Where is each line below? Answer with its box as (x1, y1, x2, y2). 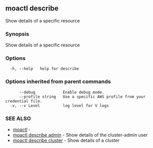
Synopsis (5, 30, 29, 37)
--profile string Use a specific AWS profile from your (18, 94, 146, 99)
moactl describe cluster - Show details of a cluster (12, 137, 120, 143)
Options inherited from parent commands (5, 78, 111, 85)
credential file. (5, 98, 43, 104)
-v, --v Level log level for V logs (10, 103, 109, 108)
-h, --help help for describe (10, 66, 80, 71)
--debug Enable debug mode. (18, 89, 104, 95)
